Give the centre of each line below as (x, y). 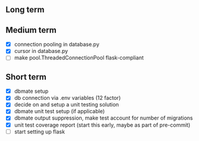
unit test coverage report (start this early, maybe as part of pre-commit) (102, 125)
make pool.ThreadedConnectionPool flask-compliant (79, 58)
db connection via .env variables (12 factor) (67, 98)
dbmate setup (31, 91)
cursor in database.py (41, 51)
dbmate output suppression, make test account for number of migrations (103, 118)
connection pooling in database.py (57, 45)
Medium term (31, 30)
